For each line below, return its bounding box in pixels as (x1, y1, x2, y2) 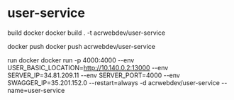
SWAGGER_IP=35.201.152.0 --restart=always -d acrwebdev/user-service (7, 78, 220, 87)
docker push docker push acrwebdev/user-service (7, 42, 156, 50)
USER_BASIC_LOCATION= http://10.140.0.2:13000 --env (7, 63, 169, 72)
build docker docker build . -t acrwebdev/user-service (7, 28, 165, 37)
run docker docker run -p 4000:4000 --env (7, 55, 135, 65)
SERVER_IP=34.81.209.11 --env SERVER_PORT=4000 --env (7, 71, 181, 79)
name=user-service (7, 86, 65, 94)
